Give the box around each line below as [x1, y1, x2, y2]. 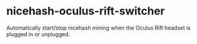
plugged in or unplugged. [6, 30, 70, 37]
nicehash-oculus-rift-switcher [6, 4, 165, 18]
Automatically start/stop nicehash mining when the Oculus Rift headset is [6, 24, 191, 31]
